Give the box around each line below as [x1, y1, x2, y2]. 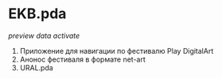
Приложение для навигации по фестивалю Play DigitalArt [19, 46, 214, 55]
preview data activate [8, 31, 80, 40]
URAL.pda [19, 62, 53, 72]
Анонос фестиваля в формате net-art [19, 55, 146, 64]
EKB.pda [8, 5, 67, 23]
